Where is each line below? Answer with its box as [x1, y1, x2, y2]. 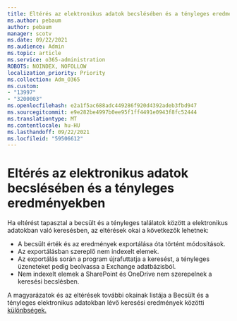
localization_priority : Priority [7, 69, 106, 76]
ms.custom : [7, 83, 39, 90]
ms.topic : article [7, 50, 61, 57]
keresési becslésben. [17, 277, 80, 286]
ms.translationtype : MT [7, 115, 78, 122]
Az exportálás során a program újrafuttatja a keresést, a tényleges [17, 255, 210, 263]
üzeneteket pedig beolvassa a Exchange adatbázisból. [17, 262, 176, 271]
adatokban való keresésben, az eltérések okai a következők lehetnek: [7, 226, 209, 235]
